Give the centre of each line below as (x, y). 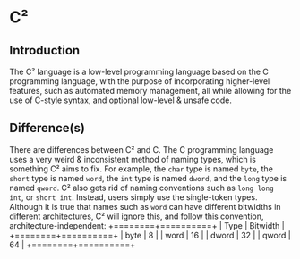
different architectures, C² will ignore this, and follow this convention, (137, 216)
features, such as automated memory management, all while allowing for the (150, 91)
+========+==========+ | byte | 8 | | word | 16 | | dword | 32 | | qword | (150, 235)
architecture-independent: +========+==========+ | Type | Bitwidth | (147, 225)
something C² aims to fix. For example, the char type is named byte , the (141, 169)
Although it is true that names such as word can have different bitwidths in (145, 206)
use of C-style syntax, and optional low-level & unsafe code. (121, 100)
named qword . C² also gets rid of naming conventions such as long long (142, 188)
